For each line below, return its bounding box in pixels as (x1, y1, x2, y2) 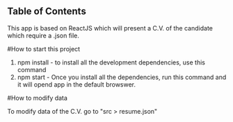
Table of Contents (7, 6, 87, 17)
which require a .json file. (7, 31, 80, 40)
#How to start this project (7, 44, 81, 53)
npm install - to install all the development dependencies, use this (17, 58, 205, 67)
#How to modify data (7, 94, 68, 102)
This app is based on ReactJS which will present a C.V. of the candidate (7, 24, 214, 32)
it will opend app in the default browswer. (17, 80, 136, 89)
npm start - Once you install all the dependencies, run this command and (17, 73, 227, 81)
